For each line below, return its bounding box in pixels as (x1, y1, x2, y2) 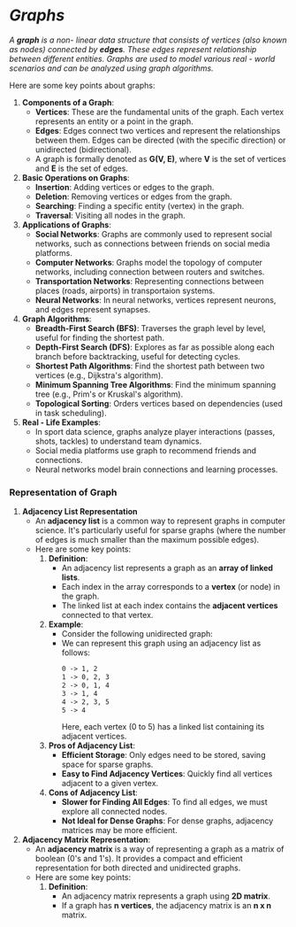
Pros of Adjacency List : (48, 740, 135, 751)
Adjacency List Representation (21, 506, 139, 517)
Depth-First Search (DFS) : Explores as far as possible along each (34, 342, 276, 352)
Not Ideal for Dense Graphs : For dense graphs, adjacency (61, 815, 274, 826)
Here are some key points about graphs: (9, 80, 156, 90)
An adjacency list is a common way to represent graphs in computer (34, 515, 285, 527)
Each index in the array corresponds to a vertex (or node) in (61, 582, 281, 592)
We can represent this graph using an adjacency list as (61, 638, 262, 649)
